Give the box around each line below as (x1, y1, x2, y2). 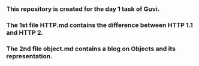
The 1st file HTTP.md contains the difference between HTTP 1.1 (6, 20, 193, 29)
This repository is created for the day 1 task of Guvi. (6, 5, 160, 13)
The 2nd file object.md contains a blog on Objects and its (6, 44, 176, 53)
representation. (6, 52, 53, 60)
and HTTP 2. (6, 28, 44, 37)
